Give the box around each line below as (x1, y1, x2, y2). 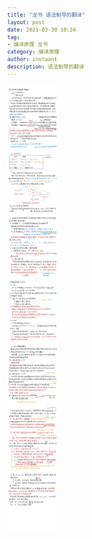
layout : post (7, 18, 45, 26)
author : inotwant (7, 56, 58, 63)
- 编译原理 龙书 (7, 41, 48, 48)
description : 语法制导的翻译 (7, 63, 85, 70)
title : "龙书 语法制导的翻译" (7, 11, 86, 18)
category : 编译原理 (7, 48, 60, 56)
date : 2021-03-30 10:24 (7, 26, 77, 33)
